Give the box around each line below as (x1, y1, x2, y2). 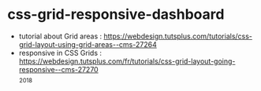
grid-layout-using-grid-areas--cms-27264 (18, 39, 157, 49)
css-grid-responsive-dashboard (7, 5, 225, 24)
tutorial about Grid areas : (18, 31, 103, 41)
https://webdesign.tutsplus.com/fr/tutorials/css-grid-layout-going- (18, 56, 236, 66)
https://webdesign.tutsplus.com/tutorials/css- (103, 31, 253, 41)
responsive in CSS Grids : (18, 48, 103, 57)
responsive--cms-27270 (18, 64, 99, 74)
